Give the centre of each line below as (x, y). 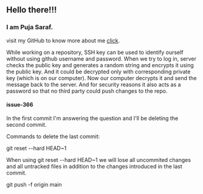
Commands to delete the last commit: (53, 136)
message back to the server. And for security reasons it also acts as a (94, 84)
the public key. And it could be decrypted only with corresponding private (98, 72)
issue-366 (20, 105)
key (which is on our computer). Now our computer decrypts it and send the (101, 78)
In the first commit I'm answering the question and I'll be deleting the (92, 118)
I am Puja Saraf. (30, 27)
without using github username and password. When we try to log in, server (101, 59)
